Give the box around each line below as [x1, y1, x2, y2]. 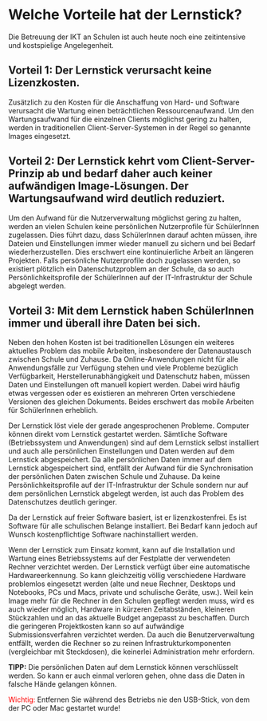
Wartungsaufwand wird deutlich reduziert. [8, 192, 226, 205]
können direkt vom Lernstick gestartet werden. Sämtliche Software [8, 430, 228, 439]
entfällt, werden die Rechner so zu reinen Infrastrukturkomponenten [8, 639, 231, 648]
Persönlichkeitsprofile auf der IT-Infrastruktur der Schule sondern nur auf [8, 481, 249, 490]
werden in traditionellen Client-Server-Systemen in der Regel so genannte [8, 122, 251, 133]
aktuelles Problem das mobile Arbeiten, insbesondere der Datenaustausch [8, 346, 253, 356]
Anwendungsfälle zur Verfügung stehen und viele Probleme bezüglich [8, 363, 238, 373]
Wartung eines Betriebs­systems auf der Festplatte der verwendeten [8, 553, 231, 564]
